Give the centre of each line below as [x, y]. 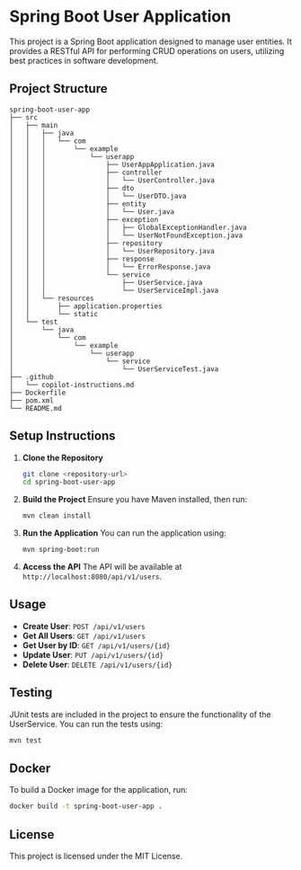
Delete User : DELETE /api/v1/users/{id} [97, 664]
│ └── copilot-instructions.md [72, 385]
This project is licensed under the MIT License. [96, 857]
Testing [31, 692]
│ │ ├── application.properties [86, 306]
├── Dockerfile [38, 393]
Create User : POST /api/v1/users [84, 626]
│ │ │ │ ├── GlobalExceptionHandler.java [128, 227]
